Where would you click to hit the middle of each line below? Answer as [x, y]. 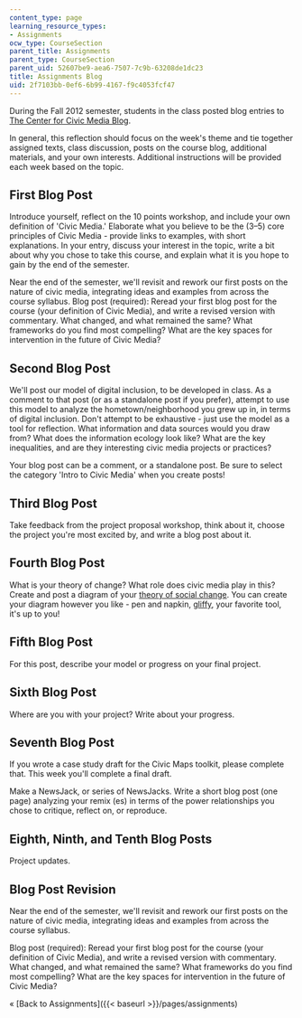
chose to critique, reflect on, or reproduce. [88, 811]
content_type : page [46, 18]
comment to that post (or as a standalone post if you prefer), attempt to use [150, 400]
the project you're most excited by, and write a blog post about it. [131, 535]
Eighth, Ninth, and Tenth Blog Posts [111, 839]
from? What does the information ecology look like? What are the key [137, 438]
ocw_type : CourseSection [56, 43]
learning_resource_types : [58, 26]
